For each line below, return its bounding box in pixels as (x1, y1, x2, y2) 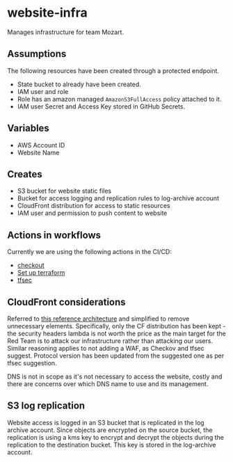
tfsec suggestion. (7, 359, 57, 367)
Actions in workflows (7, 229, 102, 241)
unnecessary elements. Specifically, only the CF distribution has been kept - (7, 322, 226, 330)
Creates (7, 168, 43, 180)
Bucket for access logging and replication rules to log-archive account (17, 194, 219, 202)
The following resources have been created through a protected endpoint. (7, 66, 220, 74)
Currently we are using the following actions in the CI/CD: (7, 248, 172, 256)
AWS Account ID (17, 141, 65, 149)
